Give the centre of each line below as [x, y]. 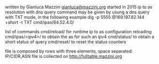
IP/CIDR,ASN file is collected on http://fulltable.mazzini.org [64, 56]
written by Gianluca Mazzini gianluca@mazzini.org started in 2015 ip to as [79, 7]
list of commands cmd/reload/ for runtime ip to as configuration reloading [78, 32]
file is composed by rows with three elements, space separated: [69, 51]
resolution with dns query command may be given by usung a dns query [77, 12]
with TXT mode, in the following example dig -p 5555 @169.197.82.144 [75, 17]
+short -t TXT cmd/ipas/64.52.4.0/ [40, 22]
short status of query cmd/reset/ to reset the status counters [66, 42]
